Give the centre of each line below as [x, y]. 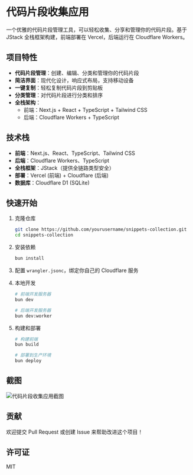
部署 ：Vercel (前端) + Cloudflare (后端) [62, 175]
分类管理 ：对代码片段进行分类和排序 [59, 95]
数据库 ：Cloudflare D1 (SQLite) [52, 182]
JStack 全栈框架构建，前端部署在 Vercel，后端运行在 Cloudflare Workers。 [97, 37]
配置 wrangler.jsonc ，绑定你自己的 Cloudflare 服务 [76, 270]
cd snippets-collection [44, 235]
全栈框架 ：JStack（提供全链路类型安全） [64, 168]
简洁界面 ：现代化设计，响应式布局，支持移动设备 [74, 80]
